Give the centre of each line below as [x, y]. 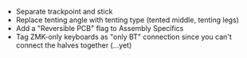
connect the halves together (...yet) [74, 45]
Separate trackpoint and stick [64, 12]
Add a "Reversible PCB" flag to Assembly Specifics [100, 28]
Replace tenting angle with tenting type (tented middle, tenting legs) [127, 20]
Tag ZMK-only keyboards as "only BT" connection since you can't [124, 37]
